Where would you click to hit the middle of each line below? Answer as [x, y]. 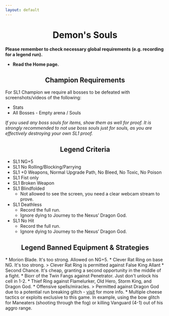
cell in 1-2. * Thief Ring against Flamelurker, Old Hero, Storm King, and [78, 281]
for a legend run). [24, 54]
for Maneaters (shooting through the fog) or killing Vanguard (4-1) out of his [84, 303]
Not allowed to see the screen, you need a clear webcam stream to [90, 194]
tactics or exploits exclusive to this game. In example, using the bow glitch [82, 297]
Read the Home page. [36, 64]
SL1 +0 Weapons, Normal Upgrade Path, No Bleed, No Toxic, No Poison [87, 172]
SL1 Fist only [26, 178]
